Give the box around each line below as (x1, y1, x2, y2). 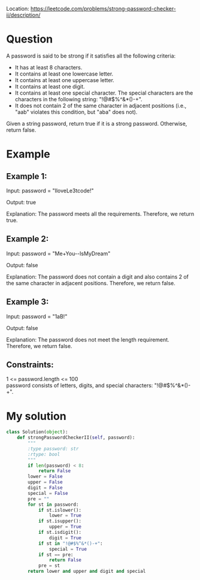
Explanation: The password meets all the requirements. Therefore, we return (6, 210, 195, 217)
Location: (6, 5, 29, 12)
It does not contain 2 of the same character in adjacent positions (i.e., (14, 102, 187, 109)
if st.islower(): (38, 507, 82, 513)
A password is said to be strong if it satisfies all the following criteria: (6, 52, 176, 59)
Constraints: (6, 360, 54, 370)
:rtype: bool (28, 451, 60, 457)
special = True (49, 546, 87, 552)
